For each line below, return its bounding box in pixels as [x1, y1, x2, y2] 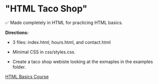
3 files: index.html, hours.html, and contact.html [12, 39, 111, 45]
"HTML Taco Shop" [5, 3, 87, 14]
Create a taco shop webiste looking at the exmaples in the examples [12, 58, 153, 64]
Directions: [5, 29, 29, 35]
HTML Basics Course [5, 73, 49, 79]
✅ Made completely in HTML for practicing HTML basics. [5, 19, 123, 25]
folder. [12, 63, 26, 70]
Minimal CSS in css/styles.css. [12, 48, 76, 55]
